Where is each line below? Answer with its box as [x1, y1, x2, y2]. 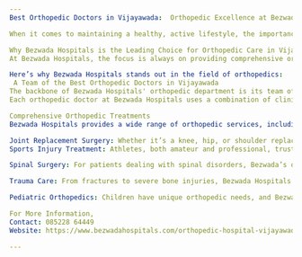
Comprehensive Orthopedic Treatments [9, 111, 151, 120]
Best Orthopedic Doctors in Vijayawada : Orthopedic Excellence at [9, 13, 268, 22]
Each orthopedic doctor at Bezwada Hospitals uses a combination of [9, 95, 271, 104]
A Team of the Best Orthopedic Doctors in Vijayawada [13, 78, 219, 88]
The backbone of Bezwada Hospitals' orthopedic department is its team [9, 87, 283, 96]
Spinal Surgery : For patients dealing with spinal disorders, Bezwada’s [9, 161, 288, 170]
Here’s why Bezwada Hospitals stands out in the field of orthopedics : [9, 70, 283, 79]
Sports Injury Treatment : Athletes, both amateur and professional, [9, 145, 271, 154]
